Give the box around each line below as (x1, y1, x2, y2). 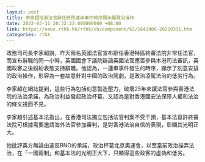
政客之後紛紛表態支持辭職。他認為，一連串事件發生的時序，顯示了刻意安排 (11, 65, 199, 72)
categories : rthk (6, 32, 51, 38)
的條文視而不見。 (6, 100, 49, 108)
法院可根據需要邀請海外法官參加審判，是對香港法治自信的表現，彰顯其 (6, 121, 183, 128)
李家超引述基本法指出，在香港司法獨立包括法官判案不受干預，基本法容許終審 (6, 114, 199, 121)
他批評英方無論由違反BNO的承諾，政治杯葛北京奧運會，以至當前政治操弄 (6, 142, 189, 149)
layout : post (6, 9, 40, 15)
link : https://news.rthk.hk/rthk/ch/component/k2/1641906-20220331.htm (6, 26, 192, 32)
